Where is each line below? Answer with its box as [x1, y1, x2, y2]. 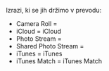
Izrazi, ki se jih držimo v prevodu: [6, 6, 102, 14]
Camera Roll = [15, 20, 58, 27]
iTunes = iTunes [15, 49, 63, 58]
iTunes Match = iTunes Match [15, 57, 103, 65]
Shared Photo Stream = [15, 42, 84, 50]
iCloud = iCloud [15, 27, 62, 35]
